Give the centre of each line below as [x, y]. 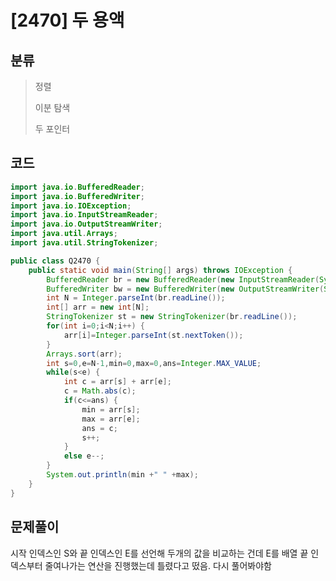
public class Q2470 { [55, 261]
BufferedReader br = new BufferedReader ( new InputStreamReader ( [183, 279]
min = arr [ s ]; [111, 409]
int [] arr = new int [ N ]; [98, 307]
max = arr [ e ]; [111, 419]
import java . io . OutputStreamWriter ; [86, 224]
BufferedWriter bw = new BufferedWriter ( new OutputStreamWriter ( [185, 289]
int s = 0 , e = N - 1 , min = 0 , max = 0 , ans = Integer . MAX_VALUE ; [154, 363]
